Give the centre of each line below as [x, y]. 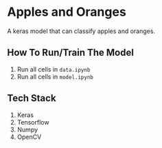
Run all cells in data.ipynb [54, 69]
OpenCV [29, 137]
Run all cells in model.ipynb [55, 76]
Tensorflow [33, 122]
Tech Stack [32, 98]
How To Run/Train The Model [70, 53]
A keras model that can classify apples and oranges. [81, 31]
